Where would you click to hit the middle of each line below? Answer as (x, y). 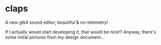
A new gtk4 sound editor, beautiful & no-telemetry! (57, 22)
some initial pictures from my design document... (55, 37)
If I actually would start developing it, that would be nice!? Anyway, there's (81, 32)
